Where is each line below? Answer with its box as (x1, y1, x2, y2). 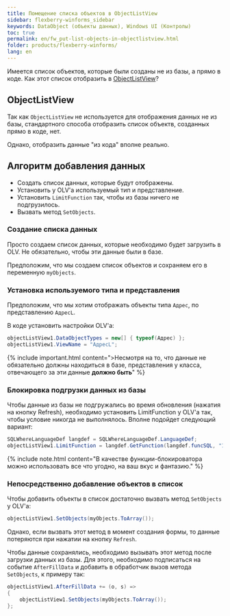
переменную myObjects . (7, 268, 77, 276)
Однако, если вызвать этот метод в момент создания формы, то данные (7, 528, 220, 536)
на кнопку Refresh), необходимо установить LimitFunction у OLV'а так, (7, 408, 213, 416)
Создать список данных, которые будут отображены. (16, 178, 174, 187)
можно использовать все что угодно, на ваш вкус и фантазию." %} (7, 462, 203, 470)
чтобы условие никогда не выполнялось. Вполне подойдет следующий (7, 416, 216, 424)
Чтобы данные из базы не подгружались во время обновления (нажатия (7, 401, 221, 409)
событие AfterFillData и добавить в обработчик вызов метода (7, 563, 192, 571)
